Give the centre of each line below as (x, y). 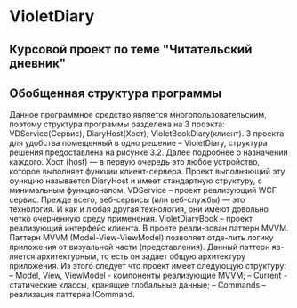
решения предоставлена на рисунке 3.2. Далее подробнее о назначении (148, 152)
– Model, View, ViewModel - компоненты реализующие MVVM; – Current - (148, 276)
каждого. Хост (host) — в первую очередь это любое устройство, (135, 162)
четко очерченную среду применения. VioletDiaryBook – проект (131, 219)
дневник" (38, 63)
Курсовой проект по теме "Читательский (131, 49)
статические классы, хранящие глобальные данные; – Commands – (138, 285)
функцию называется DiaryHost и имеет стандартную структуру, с (136, 181)
